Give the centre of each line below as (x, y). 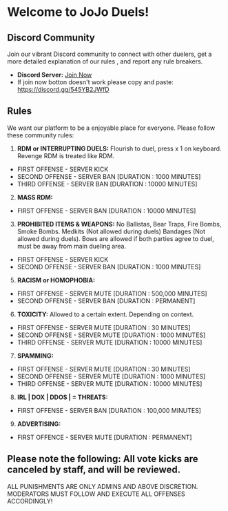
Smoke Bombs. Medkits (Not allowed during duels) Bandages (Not (111, 231)
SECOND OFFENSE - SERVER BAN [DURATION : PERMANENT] (106, 300)
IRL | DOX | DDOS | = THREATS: (62, 397)
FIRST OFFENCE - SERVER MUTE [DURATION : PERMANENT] (104, 437)
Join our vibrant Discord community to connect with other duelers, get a (110, 54)
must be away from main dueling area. (71, 246)
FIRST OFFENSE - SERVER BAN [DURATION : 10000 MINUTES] (106, 211)
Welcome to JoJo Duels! (78, 12)
